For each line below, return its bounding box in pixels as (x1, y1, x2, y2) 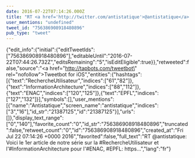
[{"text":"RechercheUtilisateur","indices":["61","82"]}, (6, 77, 134, 85)
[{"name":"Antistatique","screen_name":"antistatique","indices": (6, 102, 159, 109)
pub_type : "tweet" (6, 30, 51, 36)
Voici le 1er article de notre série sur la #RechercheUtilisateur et (6, 139, 159, 146)
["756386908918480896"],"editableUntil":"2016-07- (6, 52, 133, 59)
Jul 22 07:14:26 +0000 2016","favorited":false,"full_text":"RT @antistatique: (6, 133, 187, 140)
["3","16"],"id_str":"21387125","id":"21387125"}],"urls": (6, 108, 135, 115)
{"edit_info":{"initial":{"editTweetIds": (6, 46, 95, 53)
